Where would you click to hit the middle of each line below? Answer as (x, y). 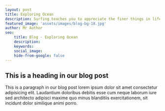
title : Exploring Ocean (29, 14)
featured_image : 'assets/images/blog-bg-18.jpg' (56, 23)
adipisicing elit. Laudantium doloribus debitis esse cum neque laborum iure (81, 93)
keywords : (24, 46)
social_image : (28, 51)
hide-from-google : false (39, 55)
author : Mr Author (24, 28)
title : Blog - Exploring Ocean (46, 37)
